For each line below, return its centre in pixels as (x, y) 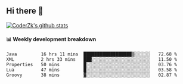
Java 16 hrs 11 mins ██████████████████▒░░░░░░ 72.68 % (92, 54)
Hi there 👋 (25, 11)
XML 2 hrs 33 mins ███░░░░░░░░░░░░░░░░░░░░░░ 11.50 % (92, 60)
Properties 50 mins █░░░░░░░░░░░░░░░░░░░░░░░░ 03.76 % (92, 65)
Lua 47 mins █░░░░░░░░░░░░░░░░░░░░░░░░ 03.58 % (92, 70)
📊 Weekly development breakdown (51, 39)
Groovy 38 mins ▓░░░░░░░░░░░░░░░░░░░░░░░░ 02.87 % (92, 75)
